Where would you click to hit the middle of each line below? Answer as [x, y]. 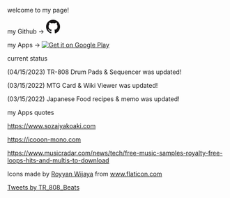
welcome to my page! [38, 10]
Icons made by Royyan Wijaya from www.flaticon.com [85, 174]
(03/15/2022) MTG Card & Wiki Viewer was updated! [83, 85]
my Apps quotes [31, 112]
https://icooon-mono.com [44, 139]
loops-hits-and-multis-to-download [58, 160]
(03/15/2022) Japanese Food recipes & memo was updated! [93, 99]
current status [27, 58]
